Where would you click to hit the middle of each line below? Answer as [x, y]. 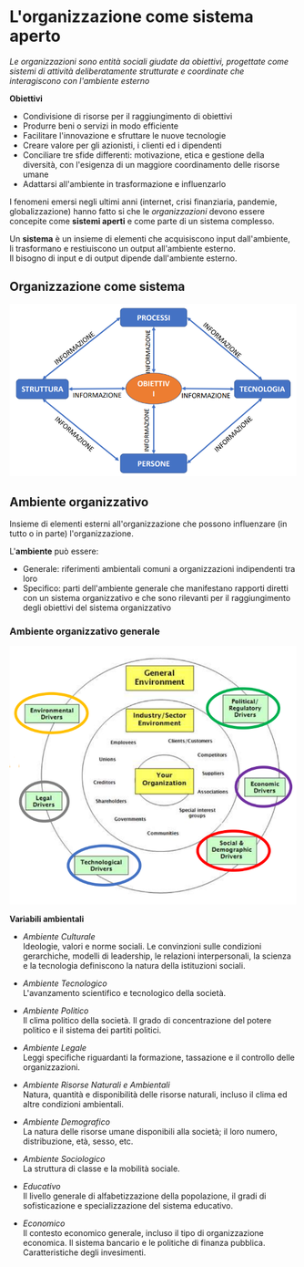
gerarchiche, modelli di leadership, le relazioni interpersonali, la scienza [157, 956]
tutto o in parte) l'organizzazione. [71, 534]
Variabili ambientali [47, 919]
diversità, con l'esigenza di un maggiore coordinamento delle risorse [151, 164]
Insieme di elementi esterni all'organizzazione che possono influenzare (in [148, 524]
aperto [35, 36]
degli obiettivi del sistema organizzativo [96, 608]
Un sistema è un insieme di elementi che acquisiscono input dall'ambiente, [150, 238]
